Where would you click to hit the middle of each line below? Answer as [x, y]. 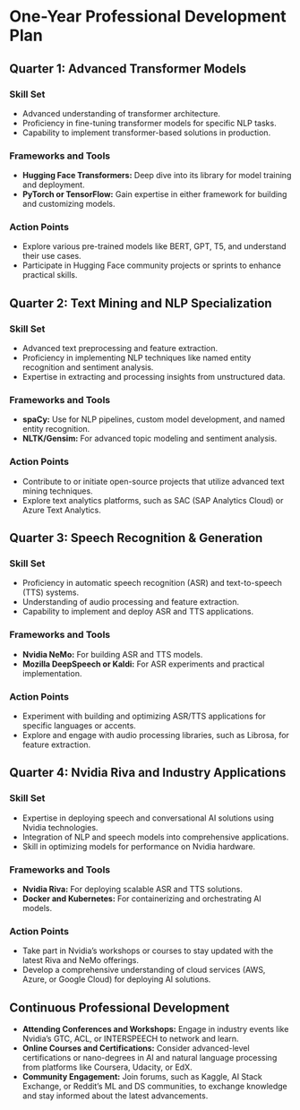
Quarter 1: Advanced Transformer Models [128, 69]
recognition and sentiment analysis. [88, 367]
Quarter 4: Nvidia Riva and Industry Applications [148, 773]
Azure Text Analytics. [61, 510]
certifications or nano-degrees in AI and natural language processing [150, 1058]
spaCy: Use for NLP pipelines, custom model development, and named [154, 419]
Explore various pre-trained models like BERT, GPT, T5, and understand [154, 246]
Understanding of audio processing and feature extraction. [131, 602]
